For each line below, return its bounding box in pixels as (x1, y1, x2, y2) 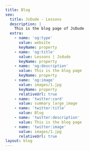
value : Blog (18, 110, 44, 116)
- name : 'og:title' (14, 49, 55, 54)
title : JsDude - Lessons (10, 17, 62, 22)
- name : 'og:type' (14, 36, 53, 41)
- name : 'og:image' (14, 78, 55, 83)
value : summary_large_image (18, 101, 78, 106)
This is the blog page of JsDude (14, 26, 84, 31)
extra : (10, 31, 24, 36)
